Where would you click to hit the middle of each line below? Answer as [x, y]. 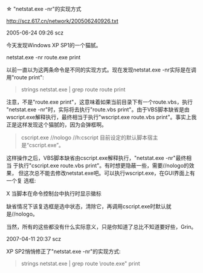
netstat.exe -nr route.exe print [43, 57]
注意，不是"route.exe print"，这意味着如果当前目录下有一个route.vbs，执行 [100, 102]
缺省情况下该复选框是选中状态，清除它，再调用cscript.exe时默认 [86, 206]
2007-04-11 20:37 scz [34, 239]
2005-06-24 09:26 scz [35, 33]
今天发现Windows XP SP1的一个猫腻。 [54, 45]
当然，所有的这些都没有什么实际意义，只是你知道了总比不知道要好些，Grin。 [101, 227]
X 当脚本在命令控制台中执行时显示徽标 [54, 193]
